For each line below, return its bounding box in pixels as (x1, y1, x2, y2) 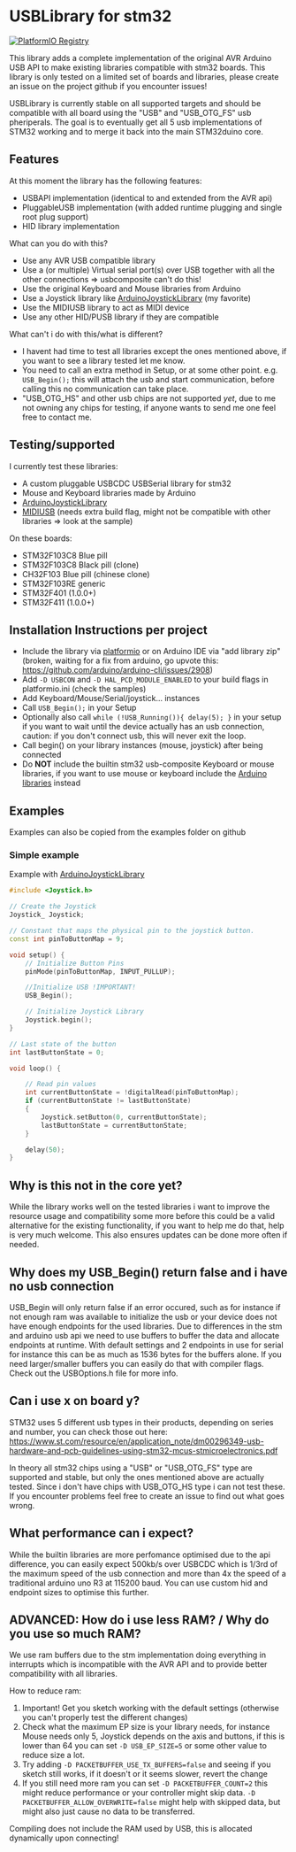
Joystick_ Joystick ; (9, 910, 86, 920)
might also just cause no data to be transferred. (21, 1806, 195, 1817)
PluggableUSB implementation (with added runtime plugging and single (21, 202, 283, 212)
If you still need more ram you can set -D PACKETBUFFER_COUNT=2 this (21, 1778, 268, 1789)
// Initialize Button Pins (25, 959, 125, 968)
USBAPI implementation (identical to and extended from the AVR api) (21, 192, 273, 203)
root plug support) (21, 211, 89, 222)
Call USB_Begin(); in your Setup (21, 702, 137, 714)
